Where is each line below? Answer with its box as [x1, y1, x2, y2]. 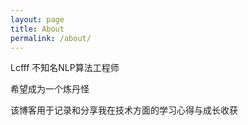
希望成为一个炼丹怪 [10, 83, 90, 95]
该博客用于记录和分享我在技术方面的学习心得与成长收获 [10, 104, 238, 116]
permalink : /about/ [10, 33, 92, 43]
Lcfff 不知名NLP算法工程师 [10, 62, 120, 74]
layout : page [10, 14, 65, 25]
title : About [10, 24, 65, 34]
